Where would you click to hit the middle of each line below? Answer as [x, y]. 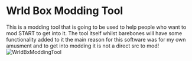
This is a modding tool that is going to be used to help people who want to [96, 27]
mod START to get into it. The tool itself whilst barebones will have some [94, 33]
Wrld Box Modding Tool [65, 11]
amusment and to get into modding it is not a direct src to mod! [83, 46]
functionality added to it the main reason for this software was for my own [96, 39]
